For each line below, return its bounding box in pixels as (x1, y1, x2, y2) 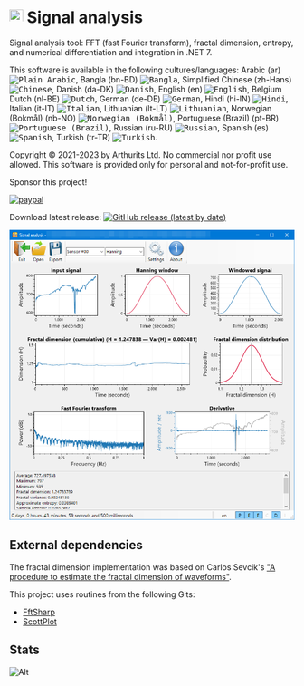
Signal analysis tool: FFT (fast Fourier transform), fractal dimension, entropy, (9, 37, 294, 48)
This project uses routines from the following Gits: (9, 588, 195, 600)
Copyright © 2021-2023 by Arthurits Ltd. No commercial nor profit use (9, 149, 272, 160)
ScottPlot (22, 615, 57, 627)
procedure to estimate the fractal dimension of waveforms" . (9, 571, 233, 582)
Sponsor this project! (9, 176, 88, 188)
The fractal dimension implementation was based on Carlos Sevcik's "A (9, 561, 276, 573)
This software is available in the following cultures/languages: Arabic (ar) (9, 64, 281, 75)
